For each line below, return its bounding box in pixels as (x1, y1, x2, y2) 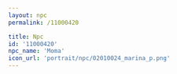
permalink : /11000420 (8, 19, 79, 26)
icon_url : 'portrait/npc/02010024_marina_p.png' (8, 55, 171, 62)
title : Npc (8, 33, 44, 41)
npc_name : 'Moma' (8, 48, 65, 55)
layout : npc (8, 11, 47, 19)
